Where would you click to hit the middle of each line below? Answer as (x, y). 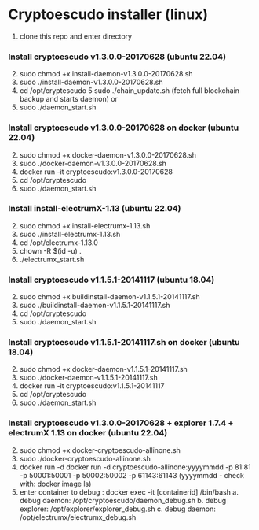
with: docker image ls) (55, 484)
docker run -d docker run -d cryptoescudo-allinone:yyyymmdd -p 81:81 (135, 467)
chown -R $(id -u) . (51, 250)
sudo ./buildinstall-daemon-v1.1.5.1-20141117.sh (95, 306)
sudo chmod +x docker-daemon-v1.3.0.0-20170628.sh (108, 154)
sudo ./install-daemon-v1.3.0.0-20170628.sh (91, 82)
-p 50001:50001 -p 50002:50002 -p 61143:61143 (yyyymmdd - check (132, 475)
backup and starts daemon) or (68, 99)
